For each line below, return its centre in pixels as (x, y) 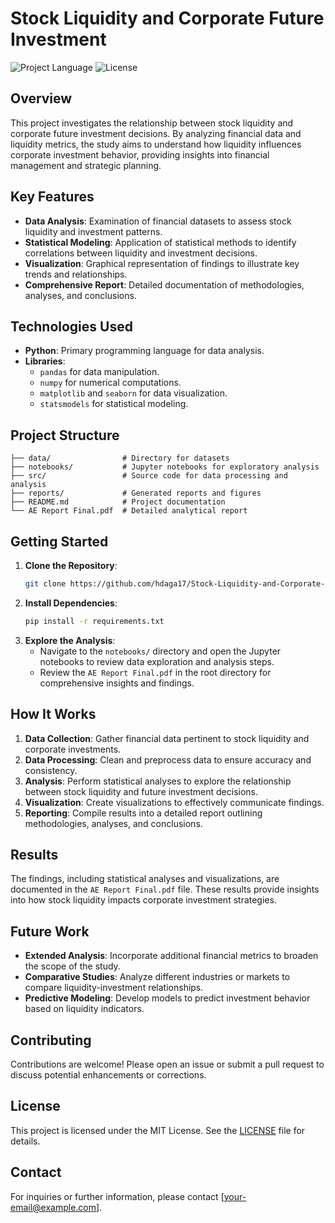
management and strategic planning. (86, 165)
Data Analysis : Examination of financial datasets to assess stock (158, 221)
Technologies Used (71, 326)
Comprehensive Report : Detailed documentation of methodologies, (164, 284)
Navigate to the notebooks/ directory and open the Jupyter (160, 651)
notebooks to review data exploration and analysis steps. (157, 661)
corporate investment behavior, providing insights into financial (140, 154)
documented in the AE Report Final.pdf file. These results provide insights (165, 889)
